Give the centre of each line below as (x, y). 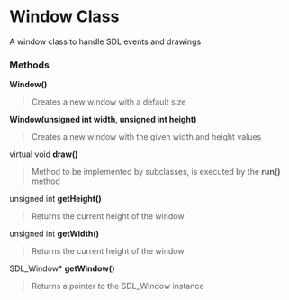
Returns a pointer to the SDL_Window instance (117, 286)
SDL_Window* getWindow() (62, 268)
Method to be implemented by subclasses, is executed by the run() (156, 172)
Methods (29, 65)
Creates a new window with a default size (108, 102)
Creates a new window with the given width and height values (146, 137)
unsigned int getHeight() (55, 199)
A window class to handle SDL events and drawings (105, 41)
